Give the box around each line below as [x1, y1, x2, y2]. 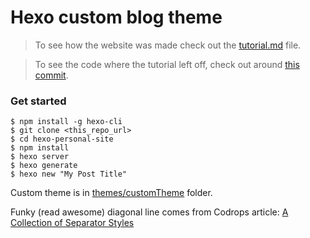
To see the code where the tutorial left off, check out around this [34, 58, 300, 70]
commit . [34, 69, 69, 81]
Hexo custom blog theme [10, 6, 223, 29]
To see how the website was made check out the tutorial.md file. [34, 39, 302, 51]
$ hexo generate [10, 161, 78, 171]
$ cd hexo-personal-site [10, 134, 114, 145]
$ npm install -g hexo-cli [10, 117, 123, 127]
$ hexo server [10, 152, 70, 162]
